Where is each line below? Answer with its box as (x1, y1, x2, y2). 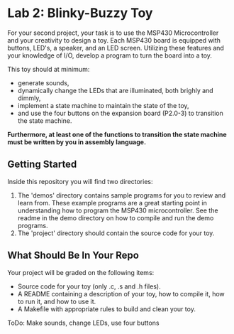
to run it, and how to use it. (17, 297, 96, 306)
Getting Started (7, 158, 77, 171)
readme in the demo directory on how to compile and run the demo (17, 213, 214, 222)
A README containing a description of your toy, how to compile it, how (17, 289, 225, 298)
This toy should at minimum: (7, 65, 90, 73)
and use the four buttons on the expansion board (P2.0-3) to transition (17, 109, 223, 117)
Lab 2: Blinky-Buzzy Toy (7, 5, 153, 21)
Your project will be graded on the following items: (7, 268, 155, 276)
